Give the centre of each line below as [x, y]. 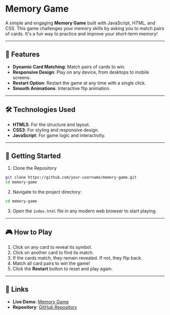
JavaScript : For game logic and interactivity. [59, 135]
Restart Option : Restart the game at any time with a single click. [79, 83]
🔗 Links [17, 289]
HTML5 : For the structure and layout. [51, 124]
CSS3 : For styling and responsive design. [56, 130]
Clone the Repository [35, 168]
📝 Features [23, 55]
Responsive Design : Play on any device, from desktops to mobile [81, 72]
